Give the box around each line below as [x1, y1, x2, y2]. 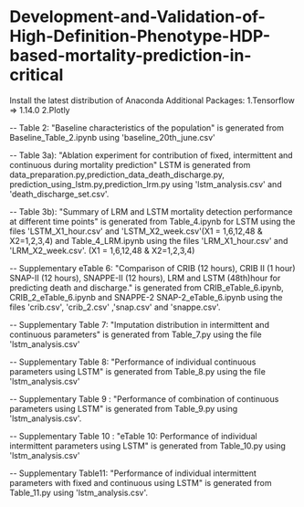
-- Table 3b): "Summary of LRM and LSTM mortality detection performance [9, 206, 293, 217]
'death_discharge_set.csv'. [9, 188, 110, 199]
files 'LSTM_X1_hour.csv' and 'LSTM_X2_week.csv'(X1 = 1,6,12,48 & [9, 226, 263, 237]
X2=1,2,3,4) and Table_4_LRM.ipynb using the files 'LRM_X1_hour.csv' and [9, 235, 288, 246]
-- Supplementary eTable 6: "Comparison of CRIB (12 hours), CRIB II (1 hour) [9, 262, 296, 273]
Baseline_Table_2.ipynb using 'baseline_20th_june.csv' [9, 132, 216, 143]
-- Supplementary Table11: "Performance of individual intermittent [9, 468, 257, 479]
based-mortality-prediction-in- [9, 46, 252, 66]
